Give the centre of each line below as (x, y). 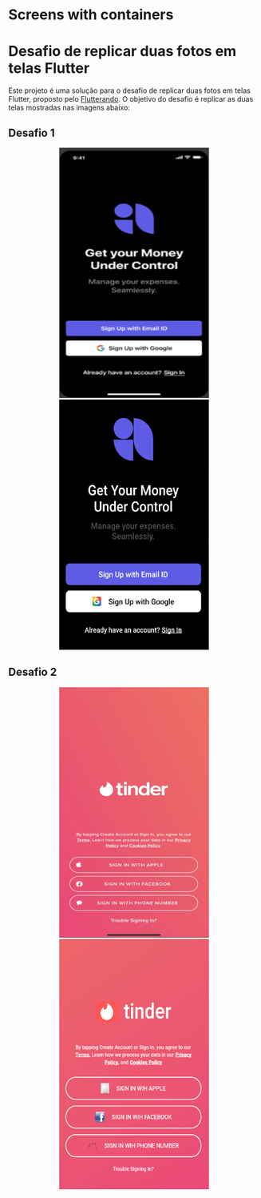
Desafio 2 (33, 672)
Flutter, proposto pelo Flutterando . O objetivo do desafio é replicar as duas (131, 99)
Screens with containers (91, 15)
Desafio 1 (32, 133)
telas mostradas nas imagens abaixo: (69, 108)
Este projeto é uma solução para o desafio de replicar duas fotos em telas (130, 90)
